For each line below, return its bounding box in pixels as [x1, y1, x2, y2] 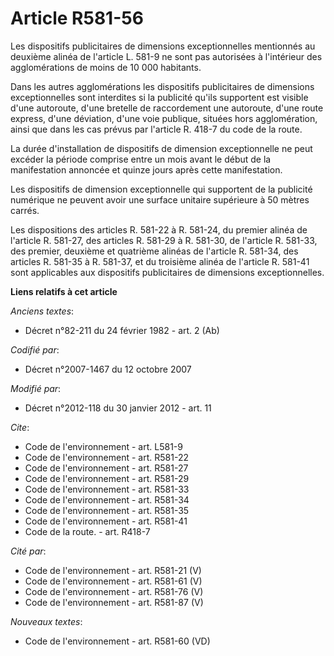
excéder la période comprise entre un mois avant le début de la [10, 153, 272, 165]
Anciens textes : [10, 305, 75, 317]
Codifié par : [10, 343, 60, 356]
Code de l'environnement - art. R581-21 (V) [24, 564, 202, 576]
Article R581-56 [10, 7, 144, 30]
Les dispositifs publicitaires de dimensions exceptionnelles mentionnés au [10, 40, 316, 52]
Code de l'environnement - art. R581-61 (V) [24, 575, 203, 587]
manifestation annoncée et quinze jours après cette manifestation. [10, 163, 283, 176]
